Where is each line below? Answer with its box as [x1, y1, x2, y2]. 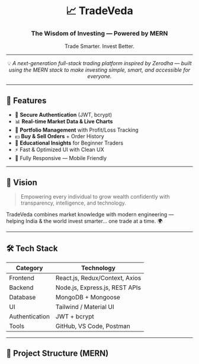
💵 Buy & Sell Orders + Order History [14, 133, 105, 140]
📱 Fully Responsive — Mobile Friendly [14, 155, 107, 162]
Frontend [9, 273, 34, 282]
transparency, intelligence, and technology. [20, 199, 126, 207]
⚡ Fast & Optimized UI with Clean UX [14, 146, 105, 154]
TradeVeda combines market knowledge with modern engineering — [6, 211, 174, 218]
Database [9, 293, 36, 301]
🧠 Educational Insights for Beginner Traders [14, 139, 123, 146]
